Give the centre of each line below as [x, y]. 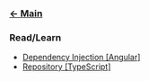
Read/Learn [35, 37]
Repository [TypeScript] [66, 67]
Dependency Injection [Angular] [81, 58]
